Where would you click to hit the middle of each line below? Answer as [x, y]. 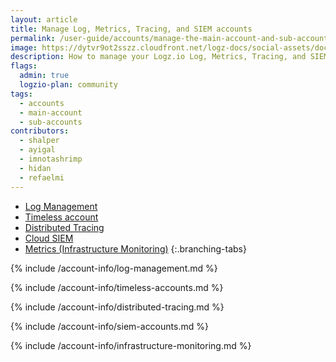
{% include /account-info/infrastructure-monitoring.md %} [131, 345]
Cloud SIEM [49, 238]
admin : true [44, 76]
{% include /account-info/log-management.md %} [114, 268]
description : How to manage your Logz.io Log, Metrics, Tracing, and [158, 57]
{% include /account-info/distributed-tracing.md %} [117, 307]
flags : [24, 66]
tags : [21, 94]
